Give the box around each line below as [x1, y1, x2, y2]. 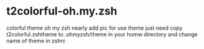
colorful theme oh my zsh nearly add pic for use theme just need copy [6, 24, 183, 31]
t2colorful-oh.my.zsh [6, 4, 118, 18]
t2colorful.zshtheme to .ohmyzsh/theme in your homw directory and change [6, 30, 198, 38]
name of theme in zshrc [6, 37, 66, 44]
